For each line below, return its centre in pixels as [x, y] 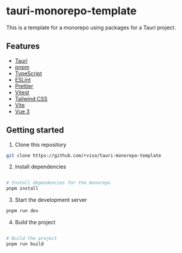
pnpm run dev [22, 211]
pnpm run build [25, 244]
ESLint [23, 79]
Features [23, 46]
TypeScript [28, 73]
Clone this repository [41, 144]
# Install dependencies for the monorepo [58, 183]
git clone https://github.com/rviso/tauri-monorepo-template [84, 155]
